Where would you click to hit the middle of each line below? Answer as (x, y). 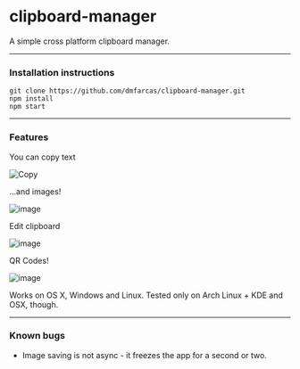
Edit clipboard (35, 225)
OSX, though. (34, 304)
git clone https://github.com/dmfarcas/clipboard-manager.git (127, 91)
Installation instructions (62, 72)
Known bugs (37, 336)
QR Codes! (29, 260)
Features (29, 137)
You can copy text (42, 157)
